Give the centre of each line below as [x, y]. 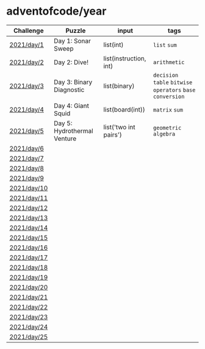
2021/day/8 [27, 168]
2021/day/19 [29, 277]
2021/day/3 [27, 85]
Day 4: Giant [72, 106]
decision [166, 75]
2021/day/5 [27, 131]
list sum [165, 45]
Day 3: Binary [73, 82]
